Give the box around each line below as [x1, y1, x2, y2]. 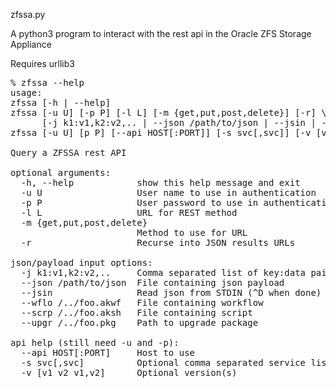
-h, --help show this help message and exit [20, 177, 301, 188]
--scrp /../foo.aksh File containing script [20, 307, 253, 318]
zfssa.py [10, 9, 46, 20]
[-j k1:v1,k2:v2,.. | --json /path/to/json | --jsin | [41, 117, 317, 128]
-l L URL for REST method [20, 207, 238, 218]
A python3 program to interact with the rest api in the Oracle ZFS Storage [10, 28, 312, 39]
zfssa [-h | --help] [10, 97, 112, 108]
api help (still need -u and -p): [10, 337, 180, 348]
